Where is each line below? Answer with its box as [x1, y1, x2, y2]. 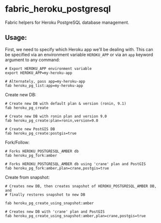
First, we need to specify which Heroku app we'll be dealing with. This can [5, 46, 153, 52]
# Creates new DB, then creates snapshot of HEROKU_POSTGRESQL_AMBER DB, [5, 184, 157, 189]
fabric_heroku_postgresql [5, 3, 111, 15]
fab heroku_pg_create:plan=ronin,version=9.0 [5, 118, 98, 123]
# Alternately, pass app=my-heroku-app [5, 79, 86, 84]
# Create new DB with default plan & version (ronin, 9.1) [5, 101, 127, 106]
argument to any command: [5, 57, 60, 63]
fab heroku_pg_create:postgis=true [5, 131, 77, 136]
